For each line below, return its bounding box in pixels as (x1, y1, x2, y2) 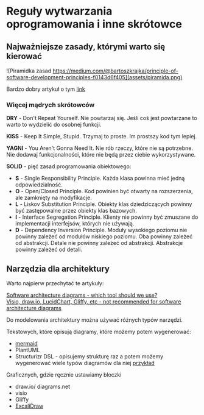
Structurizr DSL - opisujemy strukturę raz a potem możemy (15, 353, 163, 360)
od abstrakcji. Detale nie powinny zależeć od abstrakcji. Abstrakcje (15, 239, 183, 247)
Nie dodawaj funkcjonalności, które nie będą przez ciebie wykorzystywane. (6, 151, 196, 158)
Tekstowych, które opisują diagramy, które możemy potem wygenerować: (6, 328, 191, 336)
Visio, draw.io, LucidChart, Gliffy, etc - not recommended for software (6, 298, 181, 305)
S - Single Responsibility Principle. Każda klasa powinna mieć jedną (15, 175, 185, 182)
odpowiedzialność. (15, 181, 63, 188)
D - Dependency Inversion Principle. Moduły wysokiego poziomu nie (15, 227, 188, 234)
